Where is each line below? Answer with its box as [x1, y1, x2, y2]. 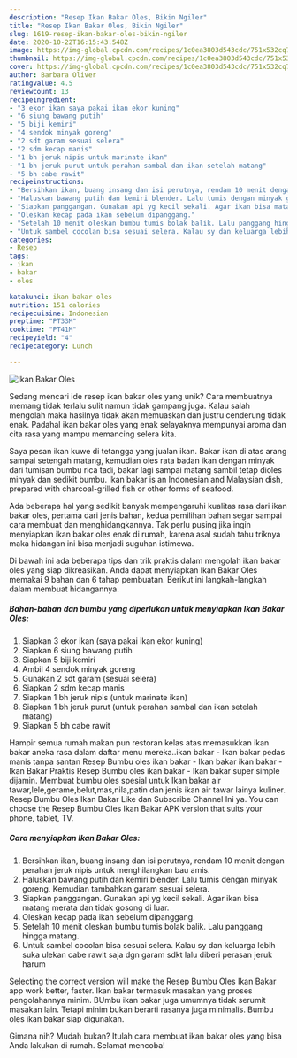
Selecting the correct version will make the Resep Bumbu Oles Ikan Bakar [9, 976, 277, 986]
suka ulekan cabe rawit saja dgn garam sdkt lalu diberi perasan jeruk [21, 949, 272, 960]
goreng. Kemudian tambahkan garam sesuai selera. [21, 883, 210, 894]
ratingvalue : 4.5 [9, 79, 73, 88]
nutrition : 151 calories [9, 300, 101, 310]
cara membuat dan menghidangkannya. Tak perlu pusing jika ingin [9, 519, 252, 529]
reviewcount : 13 [9, 87, 69, 96]
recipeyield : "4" [9, 334, 73, 343]
